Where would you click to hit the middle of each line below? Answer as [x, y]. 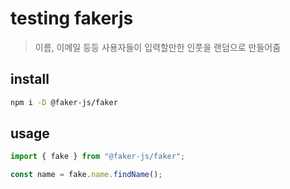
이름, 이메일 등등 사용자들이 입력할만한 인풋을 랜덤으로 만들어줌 [158, 47]
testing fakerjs [72, 18]
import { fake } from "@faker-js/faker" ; [98, 157]
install [30, 79]
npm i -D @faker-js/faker [64, 102]
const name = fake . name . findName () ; [86, 175]
